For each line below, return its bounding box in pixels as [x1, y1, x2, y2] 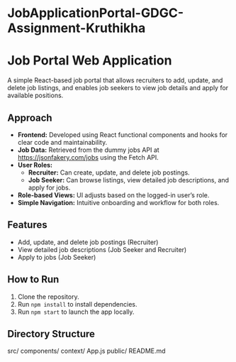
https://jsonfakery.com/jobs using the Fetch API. [17, 153, 159, 161]
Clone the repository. [17, 292, 79, 301]
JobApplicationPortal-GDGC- [7, 5, 184, 21]
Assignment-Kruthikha [7, 20, 146, 36]
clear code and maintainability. [17, 138, 108, 146]
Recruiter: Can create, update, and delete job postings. [28, 168, 190, 177]
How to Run [7, 273, 60, 285]
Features [7, 219, 47, 231]
